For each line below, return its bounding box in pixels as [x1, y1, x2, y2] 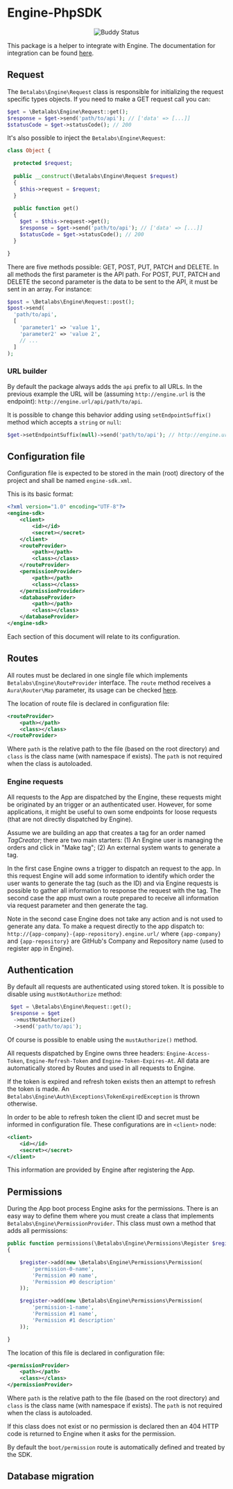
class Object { [7, 148, 51, 154]
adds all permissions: [7, 1227, 68, 1235]
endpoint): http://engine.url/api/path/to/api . [7, 397, 143, 405]
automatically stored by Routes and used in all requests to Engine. [7, 1063, 196, 1072]
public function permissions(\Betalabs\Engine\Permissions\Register [7, 1240, 209, 1247]
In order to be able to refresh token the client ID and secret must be [7, 1113, 200, 1121]
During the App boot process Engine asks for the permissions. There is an [7, 1204, 218, 1213]
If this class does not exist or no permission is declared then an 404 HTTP [7, 1422, 219, 1431]
